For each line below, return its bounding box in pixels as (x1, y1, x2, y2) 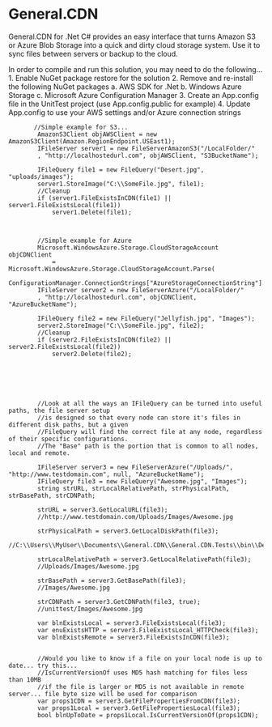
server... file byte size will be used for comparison (8, 690, 198, 698)
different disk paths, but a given (8, 420, 129, 429)
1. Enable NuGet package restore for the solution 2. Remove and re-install (8, 73, 253, 83)
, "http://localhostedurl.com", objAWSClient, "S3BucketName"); (37, 151, 259, 159)
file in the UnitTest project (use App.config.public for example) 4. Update (8, 99, 251, 108)
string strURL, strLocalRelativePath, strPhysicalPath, (37, 484, 230, 492)
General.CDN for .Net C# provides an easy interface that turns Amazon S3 (8, 32, 257, 41)
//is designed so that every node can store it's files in (37, 414, 241, 422)
